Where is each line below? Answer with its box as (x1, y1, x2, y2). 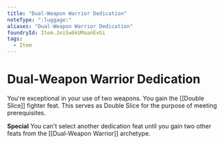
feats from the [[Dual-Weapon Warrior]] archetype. (7, 129, 151, 137)
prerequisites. (7, 108, 47, 117)
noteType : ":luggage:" (7, 16, 72, 23)
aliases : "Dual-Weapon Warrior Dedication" (7, 23, 134, 29)
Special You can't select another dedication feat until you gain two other (7, 121, 212, 130)
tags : (7, 36, 23, 43)
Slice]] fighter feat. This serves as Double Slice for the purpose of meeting (7, 101, 217, 110)
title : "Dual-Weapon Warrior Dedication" (7, 10, 127, 17)
